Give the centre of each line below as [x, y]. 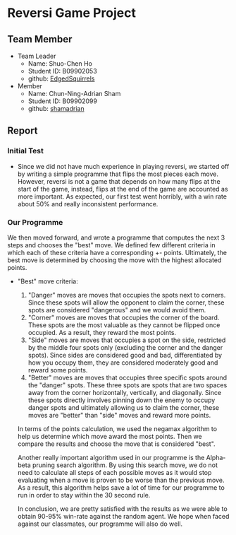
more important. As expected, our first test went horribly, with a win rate [122, 196]
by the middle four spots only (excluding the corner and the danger [125, 347]
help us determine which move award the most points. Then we [110, 436]
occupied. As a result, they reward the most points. [102, 332]
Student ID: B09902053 [62, 71]
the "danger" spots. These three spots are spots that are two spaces [128, 385]
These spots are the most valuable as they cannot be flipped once [124, 325]
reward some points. [58, 370]
